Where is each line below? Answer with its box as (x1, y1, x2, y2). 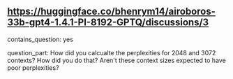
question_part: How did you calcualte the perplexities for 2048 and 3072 (7, 48, 216, 57)
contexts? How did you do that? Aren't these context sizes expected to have (7, 56, 227, 64)
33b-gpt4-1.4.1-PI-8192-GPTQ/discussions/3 (7, 17, 209, 29)
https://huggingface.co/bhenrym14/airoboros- (7, 6, 216, 17)
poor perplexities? (7, 63, 59, 72)
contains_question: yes (7, 35, 73, 43)
